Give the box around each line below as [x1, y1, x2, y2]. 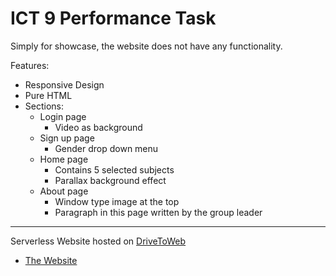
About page [39, 185, 89, 197]
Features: [10, 59, 50, 71]
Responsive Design [24, 78, 105, 91]
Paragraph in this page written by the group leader [54, 206, 263, 218]
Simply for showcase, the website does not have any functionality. [10, 40, 283, 52]
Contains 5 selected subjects [54, 163, 175, 176]
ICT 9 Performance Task [10, 7, 217, 30]
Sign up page [39, 132, 95, 144]
